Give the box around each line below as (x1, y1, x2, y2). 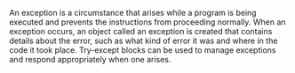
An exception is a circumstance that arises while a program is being (9, 8, 257, 18)
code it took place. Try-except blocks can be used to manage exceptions (9, 45, 276, 55)
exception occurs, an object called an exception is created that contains (9, 26, 273, 36)
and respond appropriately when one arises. (9, 55, 171, 64)
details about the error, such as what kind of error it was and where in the (9, 35, 278, 46)
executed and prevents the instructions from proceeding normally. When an (9, 17, 286, 27)
